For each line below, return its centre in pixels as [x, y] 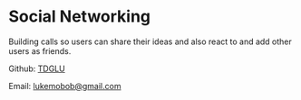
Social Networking [80, 17]
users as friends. [40, 50]
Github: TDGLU [37, 68]
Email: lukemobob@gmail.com [65, 86]
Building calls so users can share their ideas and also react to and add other [150, 41]
